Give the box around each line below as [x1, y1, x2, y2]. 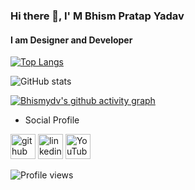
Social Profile [24, 114, 80, 126]
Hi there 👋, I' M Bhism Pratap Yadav [10, 9, 185, 23]
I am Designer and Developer [10, 34, 133, 46]
